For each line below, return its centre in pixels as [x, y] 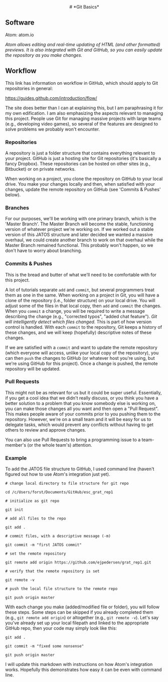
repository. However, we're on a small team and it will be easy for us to [78, 419]
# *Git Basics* [84, 7]
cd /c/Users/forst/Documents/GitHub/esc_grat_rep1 [59, 492]
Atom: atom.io [20, 35]
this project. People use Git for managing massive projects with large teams [83, 118]
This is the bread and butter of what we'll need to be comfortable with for [81, 275]
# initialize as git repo [32, 501]
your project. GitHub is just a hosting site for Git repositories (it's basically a [83, 158]
